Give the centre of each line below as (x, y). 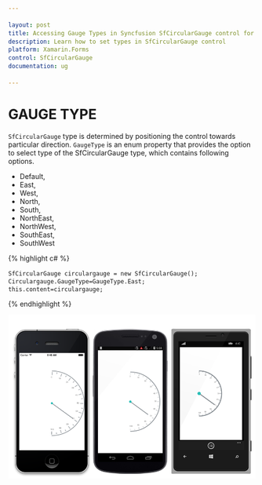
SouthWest (37, 242)
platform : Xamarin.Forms (49, 50)
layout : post (29, 25)
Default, (32, 176)
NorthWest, (38, 226)
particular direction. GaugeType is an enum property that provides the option (129, 144)
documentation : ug (38, 67)
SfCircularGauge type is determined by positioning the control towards (122, 136)
